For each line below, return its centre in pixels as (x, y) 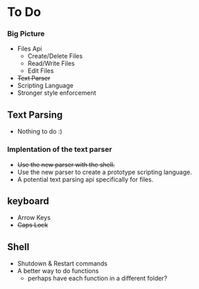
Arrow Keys (34, 218)
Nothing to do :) (40, 132)
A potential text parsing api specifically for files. (85, 179)
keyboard (28, 201)
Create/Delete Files (55, 56)
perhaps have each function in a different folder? (97, 279)
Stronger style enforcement (57, 93)
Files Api (29, 49)
